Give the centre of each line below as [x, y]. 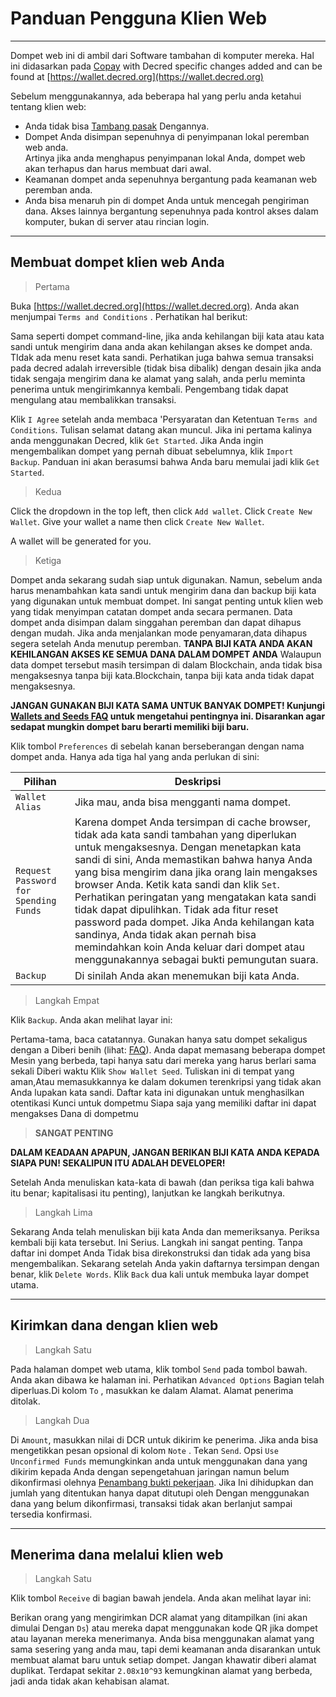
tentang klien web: [48, 106]
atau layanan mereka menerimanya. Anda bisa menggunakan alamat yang [162, 1639]
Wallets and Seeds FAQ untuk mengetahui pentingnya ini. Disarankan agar [168, 716]
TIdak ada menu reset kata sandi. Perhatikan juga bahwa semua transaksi [162, 357]
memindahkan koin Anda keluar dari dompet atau [189, 947]
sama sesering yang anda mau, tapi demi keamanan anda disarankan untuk [166, 1649]
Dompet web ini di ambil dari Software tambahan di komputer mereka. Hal [162, 55]
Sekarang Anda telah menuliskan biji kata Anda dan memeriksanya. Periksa [165, 1231]
